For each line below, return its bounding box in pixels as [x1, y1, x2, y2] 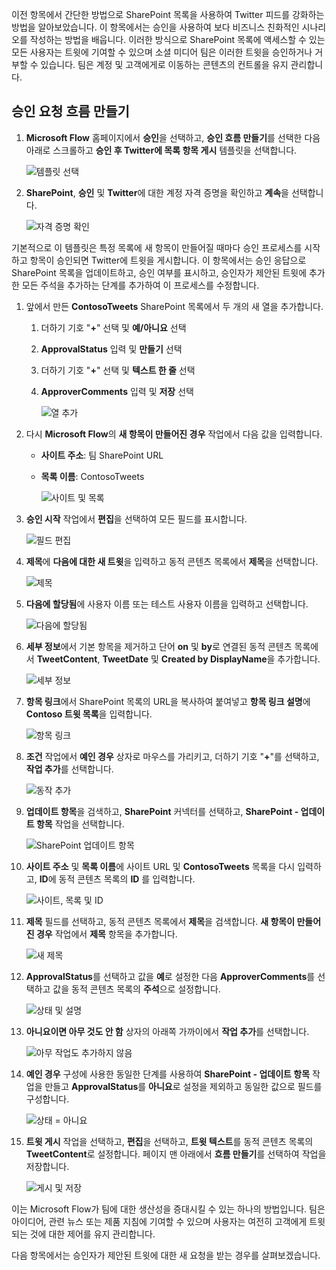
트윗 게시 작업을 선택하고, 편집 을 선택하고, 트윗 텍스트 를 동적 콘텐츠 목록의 [25, 1135, 314, 1147]
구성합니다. [25, 1093, 70, 1105]
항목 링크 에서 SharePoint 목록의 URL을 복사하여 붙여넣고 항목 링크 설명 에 [25, 695, 311, 707]
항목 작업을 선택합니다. [35, 818, 125, 830]
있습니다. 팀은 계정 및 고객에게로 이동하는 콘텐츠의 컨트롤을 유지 [40, 59, 289, 70]
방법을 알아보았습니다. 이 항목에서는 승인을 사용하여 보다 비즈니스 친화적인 [11, 21, 300, 33]
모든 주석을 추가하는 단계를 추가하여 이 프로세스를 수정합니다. [21, 279, 260, 291]
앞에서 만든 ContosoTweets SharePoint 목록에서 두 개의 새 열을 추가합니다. [25, 300, 324, 312]
